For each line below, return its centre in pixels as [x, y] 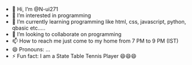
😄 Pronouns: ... [31, 49]
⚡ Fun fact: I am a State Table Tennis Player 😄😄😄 [74, 56]
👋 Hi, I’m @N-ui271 [35, 9]
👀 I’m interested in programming [51, 15]
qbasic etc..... [29, 28]
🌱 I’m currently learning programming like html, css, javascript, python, [99, 22]
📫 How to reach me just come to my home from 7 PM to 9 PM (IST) [95, 41]
